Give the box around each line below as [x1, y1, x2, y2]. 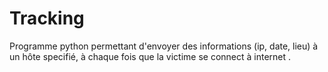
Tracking [9, 7, 85, 30]
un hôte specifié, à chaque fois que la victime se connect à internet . [9, 50, 292, 62]
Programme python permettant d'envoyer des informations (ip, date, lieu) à [9, 40, 319, 52]
